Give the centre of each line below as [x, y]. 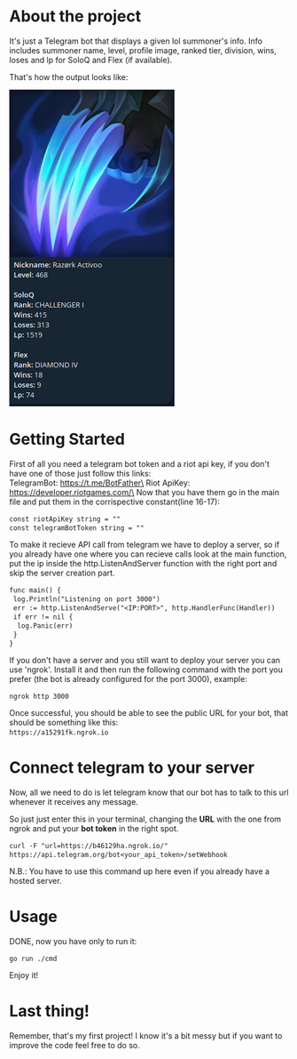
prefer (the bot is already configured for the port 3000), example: [129, 678]
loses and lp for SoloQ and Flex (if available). [91, 60]
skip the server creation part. [62, 573]
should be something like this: [64, 722]
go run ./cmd [33, 959]
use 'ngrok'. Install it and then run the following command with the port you [146, 670]
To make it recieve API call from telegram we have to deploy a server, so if [145, 544]
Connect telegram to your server [132, 768]
